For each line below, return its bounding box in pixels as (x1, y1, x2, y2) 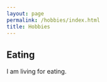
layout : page (6, 10, 44, 17)
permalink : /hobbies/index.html (6, 17, 100, 24)
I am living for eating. (6, 67, 67, 76)
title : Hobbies (6, 23, 51, 30)
